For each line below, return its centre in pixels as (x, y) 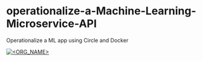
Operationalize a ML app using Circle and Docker (67, 40)
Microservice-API (51, 24)
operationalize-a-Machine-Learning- (101, 11)
